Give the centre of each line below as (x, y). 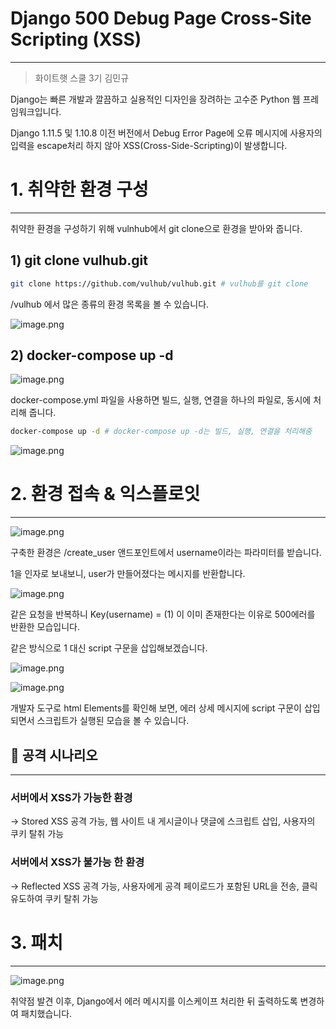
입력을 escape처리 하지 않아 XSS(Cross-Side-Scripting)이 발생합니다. (149, 145)
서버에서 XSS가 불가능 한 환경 (77, 862)
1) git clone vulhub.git (79, 260)
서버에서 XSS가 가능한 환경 (71, 797)
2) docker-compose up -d (92, 355)
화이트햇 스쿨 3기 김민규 (82, 78)
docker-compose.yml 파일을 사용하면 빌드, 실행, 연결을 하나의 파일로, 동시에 (161, 400)
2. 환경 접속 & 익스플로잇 (105, 494)
